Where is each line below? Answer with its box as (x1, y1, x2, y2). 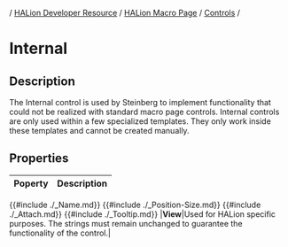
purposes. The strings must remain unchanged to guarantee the (9, 218, 243, 228)
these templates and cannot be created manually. (9, 126, 190, 135)
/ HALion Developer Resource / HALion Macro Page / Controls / (9, 8, 241, 18)
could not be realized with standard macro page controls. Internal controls (9, 106, 280, 117)
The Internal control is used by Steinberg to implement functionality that (9, 97, 272, 107)
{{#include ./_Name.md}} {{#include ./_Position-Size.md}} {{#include (9, 199, 261, 210)
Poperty (13, 177, 49, 189)
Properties (9, 151, 69, 166)
